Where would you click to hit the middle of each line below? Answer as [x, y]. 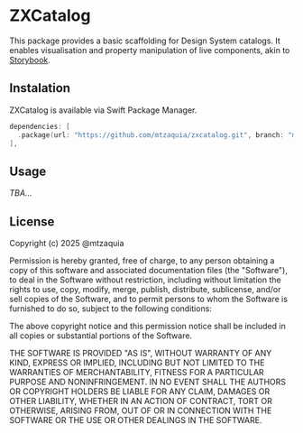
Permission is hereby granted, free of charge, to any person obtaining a [142, 261]
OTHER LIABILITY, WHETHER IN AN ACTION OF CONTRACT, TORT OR [141, 401]
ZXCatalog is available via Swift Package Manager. [103, 110]
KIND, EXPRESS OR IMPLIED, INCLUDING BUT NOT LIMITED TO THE [137, 363]
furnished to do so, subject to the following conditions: [110, 309]
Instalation [40, 88]
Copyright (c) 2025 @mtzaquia [67, 243]
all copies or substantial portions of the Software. [101, 336]
